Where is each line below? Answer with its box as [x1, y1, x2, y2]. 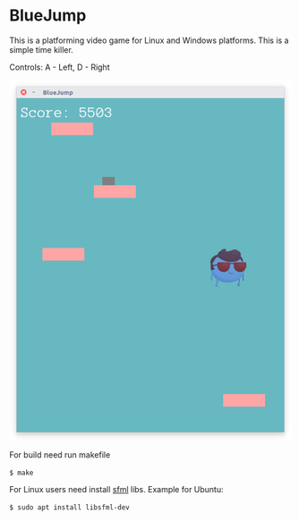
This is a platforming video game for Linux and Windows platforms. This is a [9, 35, 289, 46]
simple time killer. [9, 44, 73, 55]
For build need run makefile [9, 450, 111, 460]
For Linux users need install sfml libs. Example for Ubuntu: [9, 484, 224, 494]
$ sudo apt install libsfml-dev [9, 503, 130, 512]
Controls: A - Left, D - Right [9, 62, 110, 72]
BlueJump [9, 5, 87, 26]
